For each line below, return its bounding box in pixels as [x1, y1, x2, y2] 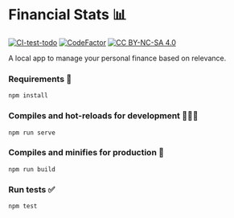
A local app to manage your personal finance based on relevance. [8, 53, 227, 63]
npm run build [8, 165, 56, 173]
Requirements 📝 [8, 73, 72, 84]
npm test [8, 202, 38, 211]
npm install [8, 92, 48, 100]
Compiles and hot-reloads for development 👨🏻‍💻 [8, 110, 199, 121]
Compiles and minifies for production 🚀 [8, 147, 165, 158]
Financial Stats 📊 [8, 6, 127, 24]
